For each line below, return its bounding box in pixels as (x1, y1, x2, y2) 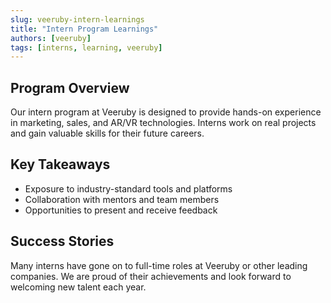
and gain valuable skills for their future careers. (10, 127, 205, 140)
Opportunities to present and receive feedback (24, 204, 218, 216)
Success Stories (10, 233, 115, 250)
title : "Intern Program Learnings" (10, 24, 159, 34)
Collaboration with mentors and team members (24, 193, 220, 205)
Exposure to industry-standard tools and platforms (24, 182, 233, 195)
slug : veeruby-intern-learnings (10, 14, 145, 25)
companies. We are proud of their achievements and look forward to (10, 270, 292, 282)
